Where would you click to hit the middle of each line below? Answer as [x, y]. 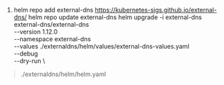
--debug [26, 53]
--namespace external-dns [52, 39]
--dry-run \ [29, 61]
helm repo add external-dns [53, 10]
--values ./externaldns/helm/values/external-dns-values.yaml [102, 46]
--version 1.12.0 [36, 32]
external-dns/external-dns [51, 24]
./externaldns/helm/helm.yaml [63, 74]
